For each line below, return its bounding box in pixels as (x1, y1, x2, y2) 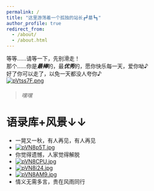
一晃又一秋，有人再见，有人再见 (15, 137, 96, 144)
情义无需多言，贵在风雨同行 (15, 178, 86, 185)
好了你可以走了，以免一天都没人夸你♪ (6, 70, 102, 77)
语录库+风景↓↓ (6, 115, 87, 129)
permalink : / (6, 9, 40, 15)
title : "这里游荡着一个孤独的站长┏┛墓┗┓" (6, 15, 101, 21)
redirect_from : (6, 26, 45, 32)
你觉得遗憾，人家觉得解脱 (15, 151, 80, 158)
